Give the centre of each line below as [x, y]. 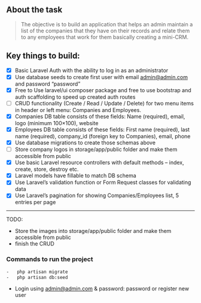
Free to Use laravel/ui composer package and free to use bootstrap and [103, 90]
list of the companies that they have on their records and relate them [105, 31]
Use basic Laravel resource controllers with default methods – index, [99, 163]
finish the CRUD [35, 244]
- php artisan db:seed [37, 277]
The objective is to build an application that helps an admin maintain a [107, 24]
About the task [34, 10]
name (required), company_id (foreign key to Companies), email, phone [103, 136]
